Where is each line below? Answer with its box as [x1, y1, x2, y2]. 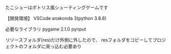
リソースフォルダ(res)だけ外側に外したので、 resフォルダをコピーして [5, 37, 153, 43]
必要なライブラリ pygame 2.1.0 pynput [5, 26, 87, 32]
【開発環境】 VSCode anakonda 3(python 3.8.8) [5, 15, 106, 21]
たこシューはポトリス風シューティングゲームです [5, 5, 109, 10]
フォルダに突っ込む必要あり [23, 43, 82, 49]
